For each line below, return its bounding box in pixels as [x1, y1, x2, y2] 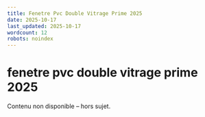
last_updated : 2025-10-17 [7, 23, 81, 29]
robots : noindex [7, 36, 53, 42]
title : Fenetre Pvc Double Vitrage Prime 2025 [7, 10, 143, 17]
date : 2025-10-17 [7, 16, 57, 23]
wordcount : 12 [7, 29, 48, 36]
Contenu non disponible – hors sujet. [7, 102, 111, 110]
